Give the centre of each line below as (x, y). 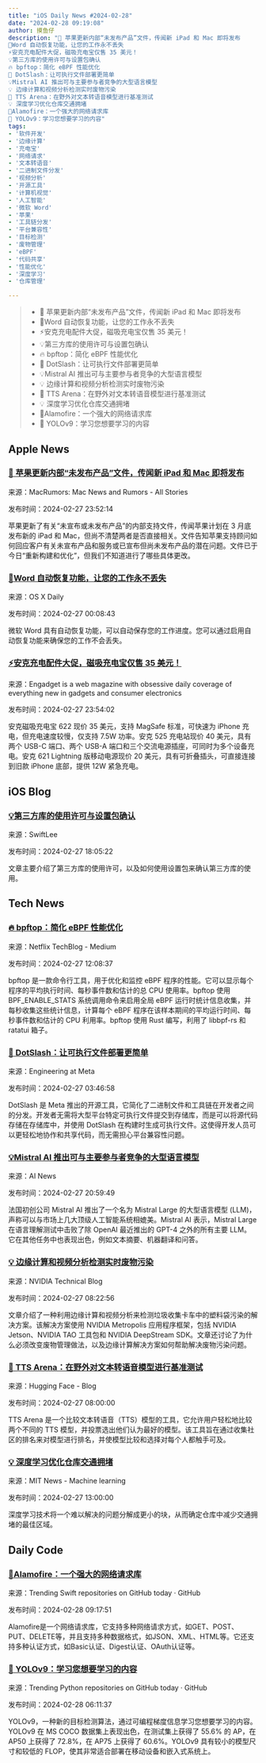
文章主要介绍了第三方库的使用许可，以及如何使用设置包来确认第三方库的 (126, 868)
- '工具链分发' (30, 222)
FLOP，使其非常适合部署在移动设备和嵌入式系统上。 (130, 1751)
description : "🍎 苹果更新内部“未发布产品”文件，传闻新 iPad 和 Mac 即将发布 (125, 38)
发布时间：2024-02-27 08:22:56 (61, 1298)
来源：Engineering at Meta (51, 1071)
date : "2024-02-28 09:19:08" (56, 23)
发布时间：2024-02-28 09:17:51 (60, 1610)
